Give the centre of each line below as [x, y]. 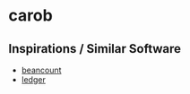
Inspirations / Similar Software [95, 49]
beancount [41, 70]
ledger [33, 80]
